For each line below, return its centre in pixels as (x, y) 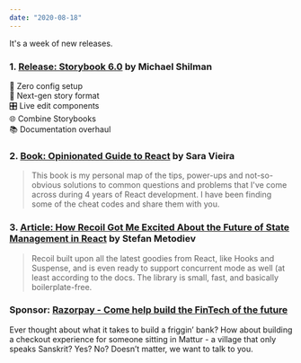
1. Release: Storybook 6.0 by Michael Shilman (111, 66)
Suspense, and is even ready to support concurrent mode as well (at (158, 268)
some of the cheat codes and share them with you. (125, 204)
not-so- (259, 175)
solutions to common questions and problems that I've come (175, 185)
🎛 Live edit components (54, 105)
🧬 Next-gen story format (55, 95)
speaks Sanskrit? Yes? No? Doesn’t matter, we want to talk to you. (131, 349)
